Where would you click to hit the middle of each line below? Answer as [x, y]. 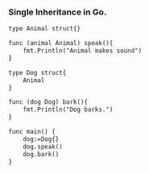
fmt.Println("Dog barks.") [68, 110]
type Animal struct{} [45, 29]
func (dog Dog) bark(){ [48, 102]
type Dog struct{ [37, 72]
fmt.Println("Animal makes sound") [83, 51]
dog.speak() [43, 146]
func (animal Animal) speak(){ [61, 43]
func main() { [32, 132]
